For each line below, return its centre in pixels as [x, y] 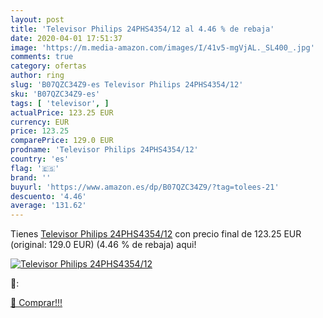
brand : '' [31, 177]
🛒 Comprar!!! [36, 303]
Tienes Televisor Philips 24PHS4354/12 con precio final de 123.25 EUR [156, 234]
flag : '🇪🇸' [35, 168]
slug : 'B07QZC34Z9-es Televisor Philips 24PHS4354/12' [127, 85]
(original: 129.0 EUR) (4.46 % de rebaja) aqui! [103, 245]
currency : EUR [40, 122]
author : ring [37, 76]
